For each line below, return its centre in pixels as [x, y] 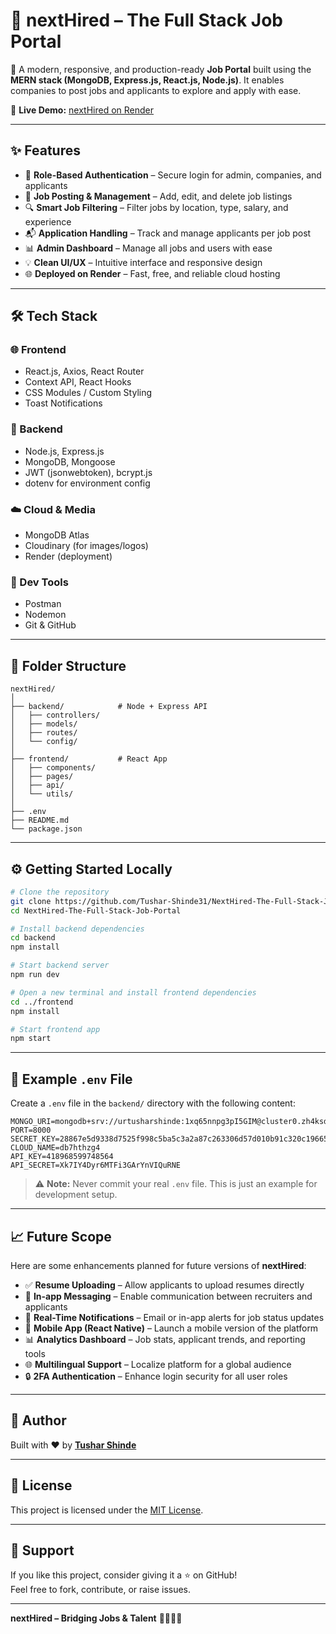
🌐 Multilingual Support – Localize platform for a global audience [158, 1364]
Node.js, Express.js [64, 451]
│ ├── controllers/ [55, 715]
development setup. [76, 1195]
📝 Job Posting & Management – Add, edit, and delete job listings [158, 196]
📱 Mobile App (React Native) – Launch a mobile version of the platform [171, 1328]
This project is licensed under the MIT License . [107, 1510]
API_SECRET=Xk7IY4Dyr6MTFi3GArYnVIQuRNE [96, 1165]
